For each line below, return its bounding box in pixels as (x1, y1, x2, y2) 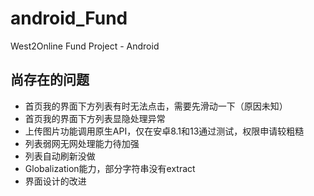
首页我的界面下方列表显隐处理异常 (24, 112, 166, 124)
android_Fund (10, 7, 128, 30)
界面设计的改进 (24, 175, 87, 187)
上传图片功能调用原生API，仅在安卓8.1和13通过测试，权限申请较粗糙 (24, 125, 305, 137)
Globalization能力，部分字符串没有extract (24, 162, 196, 174)
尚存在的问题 (10, 72, 90, 89)
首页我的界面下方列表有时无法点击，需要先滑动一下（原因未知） (24, 100, 288, 112)
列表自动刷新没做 (24, 150, 96, 162)
